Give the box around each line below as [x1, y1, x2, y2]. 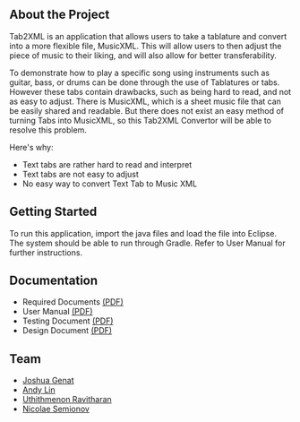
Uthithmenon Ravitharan [21, 394, 112, 405]
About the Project [9, 7, 110, 22]
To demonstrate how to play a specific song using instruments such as [9, 67, 270, 78]
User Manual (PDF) [21, 306, 93, 317]
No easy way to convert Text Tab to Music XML [21, 178, 198, 189]
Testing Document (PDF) [21, 315, 114, 326]
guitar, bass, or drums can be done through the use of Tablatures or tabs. [9, 76, 280, 88]
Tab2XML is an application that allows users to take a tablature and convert [9, 30, 287, 41]
